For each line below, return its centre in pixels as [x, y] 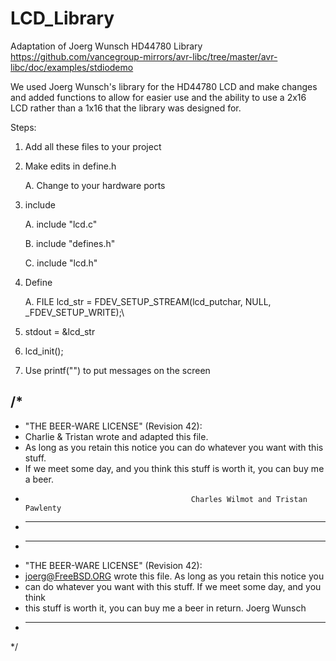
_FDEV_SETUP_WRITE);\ [74, 312]
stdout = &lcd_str [60, 331]
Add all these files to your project [93, 146]
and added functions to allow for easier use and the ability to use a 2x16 [158, 97]
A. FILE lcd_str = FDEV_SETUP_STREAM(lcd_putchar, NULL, [148, 301]
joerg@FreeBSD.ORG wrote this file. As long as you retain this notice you [174, 576]
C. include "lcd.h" [61, 263]
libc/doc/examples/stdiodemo [72, 67]
